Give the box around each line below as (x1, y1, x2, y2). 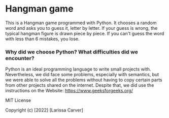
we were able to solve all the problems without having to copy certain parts (5, 77, 162, 83)
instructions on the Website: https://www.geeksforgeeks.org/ (5, 88, 133, 94)
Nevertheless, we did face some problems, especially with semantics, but (5, 72, 159, 78)
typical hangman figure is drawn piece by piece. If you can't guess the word (5, 30, 164, 36)
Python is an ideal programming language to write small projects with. (5, 66, 151, 72)
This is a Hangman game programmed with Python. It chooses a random (5, 20, 157, 26)
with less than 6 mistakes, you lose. (5, 36, 80, 42)
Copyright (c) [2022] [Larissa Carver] (5, 107, 84, 113)
